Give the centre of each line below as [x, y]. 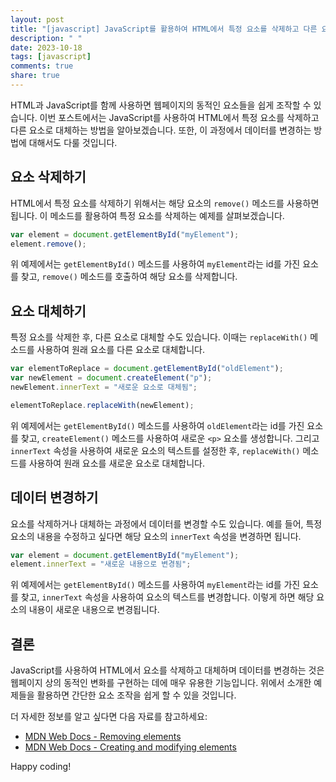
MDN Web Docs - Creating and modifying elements [130, 747]
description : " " [46, 38]
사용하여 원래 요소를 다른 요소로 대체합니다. [121, 350]
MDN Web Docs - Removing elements [103, 737]
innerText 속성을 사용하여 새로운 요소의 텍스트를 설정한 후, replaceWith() [155, 450]
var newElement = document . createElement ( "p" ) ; [111, 378]
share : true [35, 76]
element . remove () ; [48, 244]
